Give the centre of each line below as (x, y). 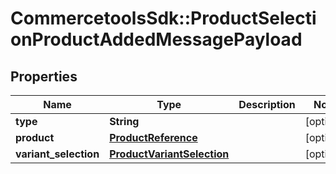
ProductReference (153, 137)
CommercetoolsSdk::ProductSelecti (163, 18)
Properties (44, 76)
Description (267, 104)
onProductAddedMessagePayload (156, 39)
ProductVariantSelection (169, 154)
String (124, 121)
